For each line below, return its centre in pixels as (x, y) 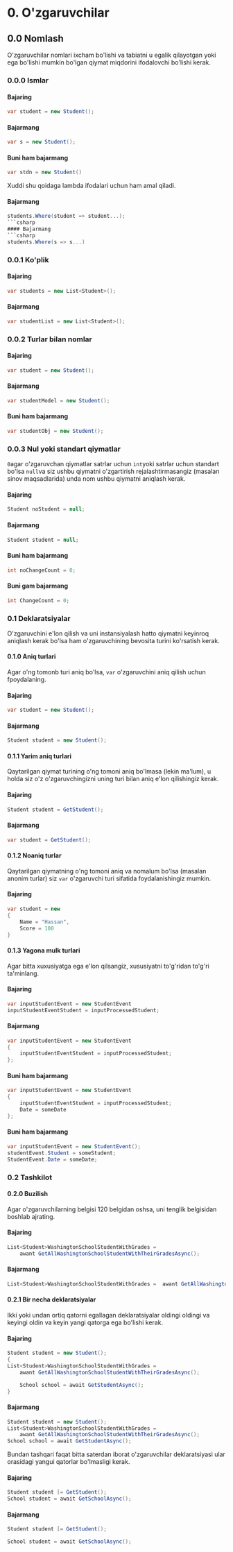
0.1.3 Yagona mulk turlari (44, 950)
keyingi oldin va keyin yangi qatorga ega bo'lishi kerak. (85, 1322)
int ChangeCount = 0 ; (38, 600)
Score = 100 (37, 928)
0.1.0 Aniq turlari (32, 656)
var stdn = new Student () (44, 172)
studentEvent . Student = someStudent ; (62, 1153)
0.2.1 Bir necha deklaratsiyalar (52, 1299)
